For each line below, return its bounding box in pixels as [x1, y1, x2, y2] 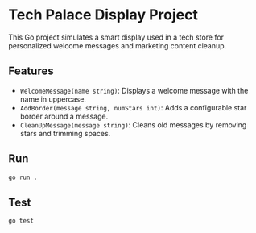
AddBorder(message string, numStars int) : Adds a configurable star [19, 102, 247, 112]
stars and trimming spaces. [19, 128, 111, 138]
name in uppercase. [19, 94, 87, 104]
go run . [8, 173, 38, 181]
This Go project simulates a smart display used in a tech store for [8, 32, 224, 42]
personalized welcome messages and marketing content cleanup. [8, 40, 227, 50]
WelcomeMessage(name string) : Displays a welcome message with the [19, 85, 249, 95]
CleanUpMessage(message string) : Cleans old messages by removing [19, 119, 247, 130]
